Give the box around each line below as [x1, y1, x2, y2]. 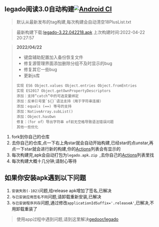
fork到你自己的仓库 [11, 133, 50, 139]
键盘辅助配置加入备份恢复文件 [23, 54, 83, 60]
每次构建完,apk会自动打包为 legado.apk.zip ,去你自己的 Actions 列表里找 [11, 152, 155, 158]
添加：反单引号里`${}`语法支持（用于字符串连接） [16, 98, 104, 104]
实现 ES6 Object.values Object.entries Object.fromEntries [16, 83, 137, 88]
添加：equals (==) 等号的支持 [16, 104, 72, 109]
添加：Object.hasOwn [16, 114, 56, 119]
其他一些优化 [16, 124, 39, 130]
